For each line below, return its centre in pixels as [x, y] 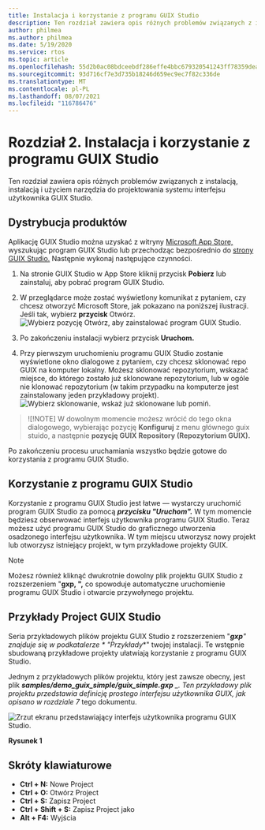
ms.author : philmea [40, 37]
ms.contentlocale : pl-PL [49, 89]
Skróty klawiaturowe [60, 765]
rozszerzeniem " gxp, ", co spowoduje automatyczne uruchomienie [117, 584]
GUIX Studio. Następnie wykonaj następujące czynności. [101, 258]
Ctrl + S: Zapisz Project [58, 801]
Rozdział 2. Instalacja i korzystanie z [129, 142]
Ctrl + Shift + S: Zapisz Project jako [77, 809]
